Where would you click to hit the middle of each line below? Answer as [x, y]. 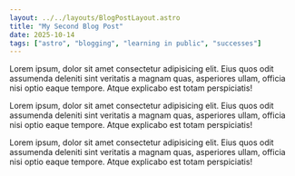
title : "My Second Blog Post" [67, 26]
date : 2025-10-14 [42, 34]
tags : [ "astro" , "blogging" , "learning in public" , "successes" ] [136, 43]
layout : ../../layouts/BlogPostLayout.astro [95, 18]
